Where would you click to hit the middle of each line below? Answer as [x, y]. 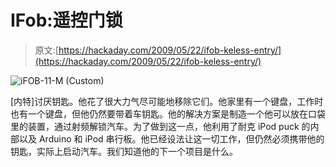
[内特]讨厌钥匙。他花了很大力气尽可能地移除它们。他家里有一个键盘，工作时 [167, 101]
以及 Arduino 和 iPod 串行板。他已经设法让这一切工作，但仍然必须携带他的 [171, 138]
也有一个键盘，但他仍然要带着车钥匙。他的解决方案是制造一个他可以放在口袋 [168, 113]
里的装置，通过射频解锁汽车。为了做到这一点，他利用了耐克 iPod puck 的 [160, 126]
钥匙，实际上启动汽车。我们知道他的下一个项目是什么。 [124, 151]
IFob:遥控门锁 [66, 20]
